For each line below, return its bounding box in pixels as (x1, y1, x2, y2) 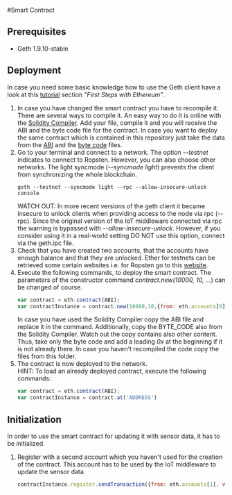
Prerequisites (7, 26, 66, 37)
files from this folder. (17, 352, 77, 360)
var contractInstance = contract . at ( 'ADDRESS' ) (17, 394, 158, 401)
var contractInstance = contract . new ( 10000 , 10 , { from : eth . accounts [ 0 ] (17, 303, 226, 310)
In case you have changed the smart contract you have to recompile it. (17, 103, 220, 112)
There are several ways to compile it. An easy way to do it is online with (17, 111, 222, 119)
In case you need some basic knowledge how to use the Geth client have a (7, 83, 221, 91)
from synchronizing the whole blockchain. (17, 170, 137, 178)
